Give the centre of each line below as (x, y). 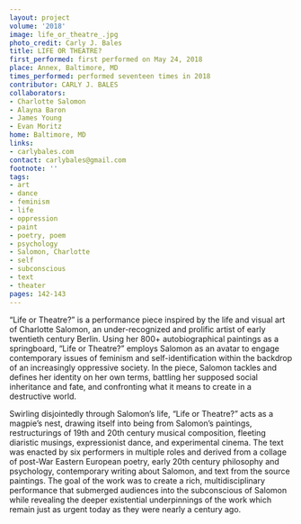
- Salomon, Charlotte (50, 252)
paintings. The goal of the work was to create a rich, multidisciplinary (137, 480)
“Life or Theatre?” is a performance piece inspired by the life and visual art (147, 320)
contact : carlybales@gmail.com (68, 160)
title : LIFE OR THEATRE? (56, 51)
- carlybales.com (42, 151)
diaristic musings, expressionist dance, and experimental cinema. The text (147, 442)
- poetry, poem (38, 235)
